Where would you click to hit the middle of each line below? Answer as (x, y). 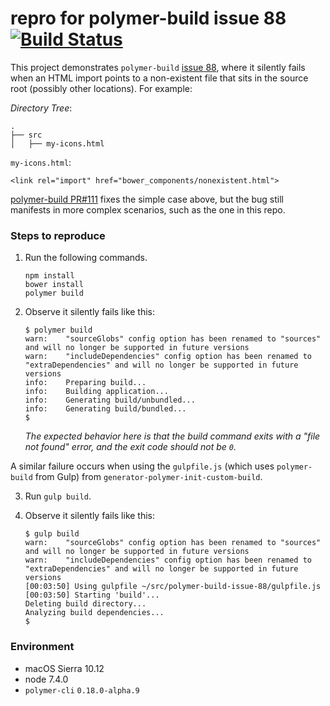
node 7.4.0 (46, 679)
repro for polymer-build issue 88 (148, 18)
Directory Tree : (41, 108)
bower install (54, 285)
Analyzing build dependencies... (94, 613)
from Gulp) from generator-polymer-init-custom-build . (148, 477)
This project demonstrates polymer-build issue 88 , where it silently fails (158, 67)
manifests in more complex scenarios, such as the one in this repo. (148, 209)
